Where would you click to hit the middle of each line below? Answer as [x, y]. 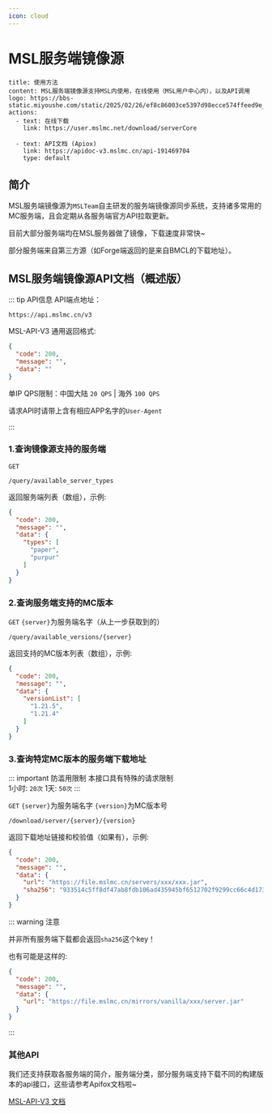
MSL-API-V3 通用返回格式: [52, 331]
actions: [23, 112]
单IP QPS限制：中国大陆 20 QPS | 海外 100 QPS [84, 393]
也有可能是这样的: [38, 956]
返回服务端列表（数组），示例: [57, 497]
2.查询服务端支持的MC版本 [61, 602]
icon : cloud [28, 16]
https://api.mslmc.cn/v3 [50, 315]
